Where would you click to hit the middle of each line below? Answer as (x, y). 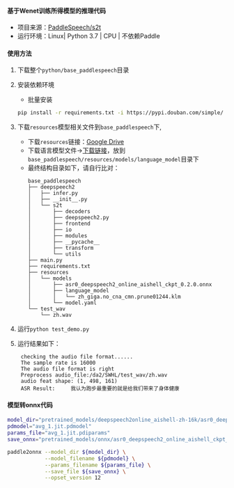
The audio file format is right (68, 369)
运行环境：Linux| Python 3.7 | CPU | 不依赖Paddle (88, 36)
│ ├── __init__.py (57, 199)
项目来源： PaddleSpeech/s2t (59, 27)
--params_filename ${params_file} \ (97, 465)
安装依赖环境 (36, 85)
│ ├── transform (61, 248)
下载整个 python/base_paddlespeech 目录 (73, 70)
